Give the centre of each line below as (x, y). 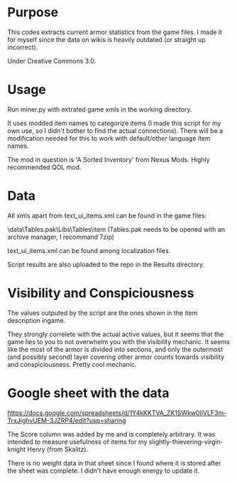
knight (17, 449)
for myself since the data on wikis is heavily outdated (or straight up (106, 39)
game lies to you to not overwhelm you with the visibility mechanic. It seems (119, 341)
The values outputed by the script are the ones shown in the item (103, 313)
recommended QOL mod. (44, 167)
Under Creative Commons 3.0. (52, 60)
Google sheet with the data (88, 393)
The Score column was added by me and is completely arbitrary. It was (111, 434)
